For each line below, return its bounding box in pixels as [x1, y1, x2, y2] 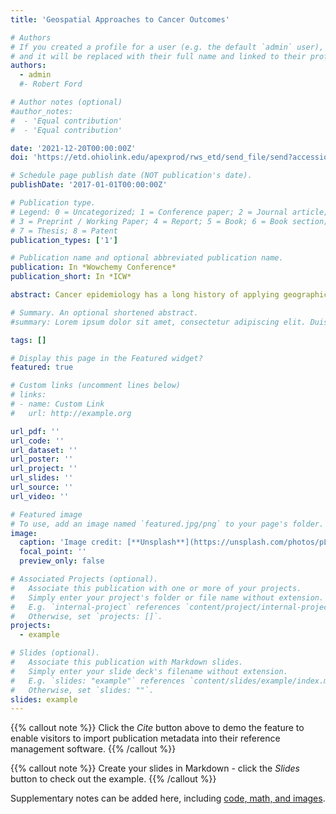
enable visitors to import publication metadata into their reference [10, 732, 281, 745]
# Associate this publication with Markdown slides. [10, 657, 244, 667]
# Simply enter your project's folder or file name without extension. [10, 592, 325, 603]
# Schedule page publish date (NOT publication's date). [10, 171, 253, 181]
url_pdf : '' [10, 426, 60, 436]
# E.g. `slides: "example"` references [10, 676, 186, 686]
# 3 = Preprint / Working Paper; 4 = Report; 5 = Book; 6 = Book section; [10, 216, 329, 226]
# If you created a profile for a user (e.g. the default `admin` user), [10, 42, 325, 52]
